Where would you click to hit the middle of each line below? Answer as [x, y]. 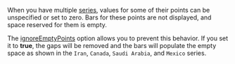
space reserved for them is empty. [57, 25]
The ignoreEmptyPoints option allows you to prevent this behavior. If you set [118, 38]
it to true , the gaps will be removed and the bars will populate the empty [112, 46]
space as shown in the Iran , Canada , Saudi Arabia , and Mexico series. [107, 53]
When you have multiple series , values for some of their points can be [109, 10]
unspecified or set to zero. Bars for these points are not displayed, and [109, 17]
